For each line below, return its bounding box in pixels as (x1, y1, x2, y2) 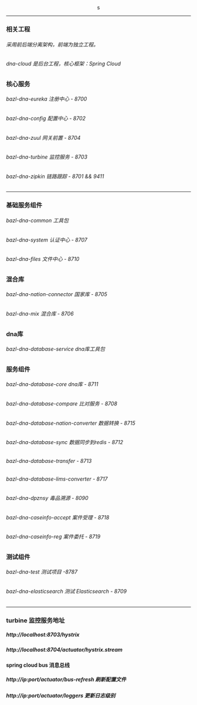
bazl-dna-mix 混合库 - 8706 (6, 310, 74, 317)
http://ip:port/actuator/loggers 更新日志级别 (6, 691, 116, 699)
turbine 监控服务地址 (6, 616, 65, 625)
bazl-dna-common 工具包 (6, 217, 69, 224)
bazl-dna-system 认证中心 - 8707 (6, 236, 88, 243)
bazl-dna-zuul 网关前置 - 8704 (6, 134, 81, 141)
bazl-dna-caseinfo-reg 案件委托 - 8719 (6, 533, 101, 540)
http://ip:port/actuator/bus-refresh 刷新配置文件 (6, 676, 127, 683)
